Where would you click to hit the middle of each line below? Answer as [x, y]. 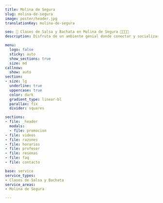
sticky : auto [23, 54]
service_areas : [20, 185]
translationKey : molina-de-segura [40, 23]
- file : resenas [21, 153]
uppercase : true [26, 90]
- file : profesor [23, 149]
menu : [10, 45]
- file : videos [20, 135]
